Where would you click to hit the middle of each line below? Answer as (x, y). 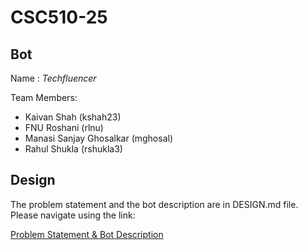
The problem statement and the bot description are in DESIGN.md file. (154, 204)
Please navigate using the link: (73, 215)
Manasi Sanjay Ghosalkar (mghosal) (99, 138)
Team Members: (44, 97)
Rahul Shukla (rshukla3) (73, 149)
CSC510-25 (59, 17)
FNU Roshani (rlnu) (64, 127)
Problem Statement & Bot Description (87, 234)
